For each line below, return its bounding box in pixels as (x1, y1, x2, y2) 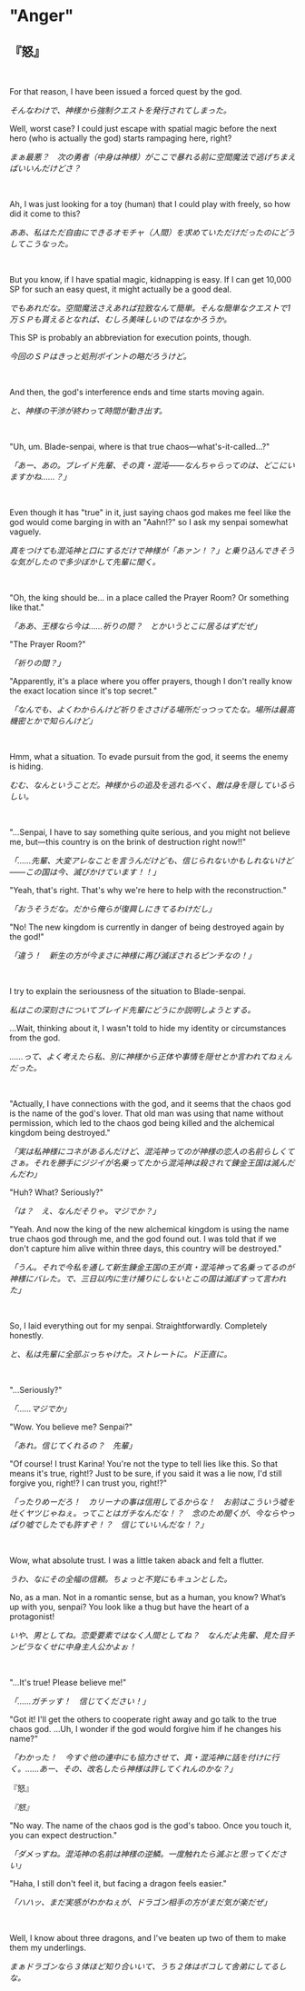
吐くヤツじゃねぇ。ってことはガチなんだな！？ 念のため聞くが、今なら (9, 1508, 280, 1518)
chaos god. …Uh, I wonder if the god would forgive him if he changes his (9, 1724, 281, 1734)
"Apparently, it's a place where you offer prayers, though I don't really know (9, 676, 292, 686)
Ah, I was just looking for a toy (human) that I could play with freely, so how (9, 199, 290, 209)
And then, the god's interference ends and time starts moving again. (9, 387, 265, 397)
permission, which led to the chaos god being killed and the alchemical (9, 1118, 275, 1128)
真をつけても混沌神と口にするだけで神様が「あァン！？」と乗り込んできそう (9, 545, 295, 555)
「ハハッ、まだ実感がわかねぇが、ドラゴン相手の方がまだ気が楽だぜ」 (9, 1896, 272, 1907)
